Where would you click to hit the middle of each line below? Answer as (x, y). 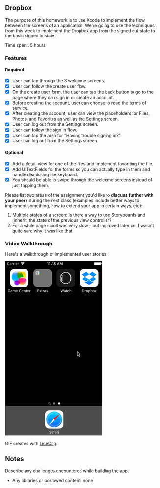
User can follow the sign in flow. (44, 130)
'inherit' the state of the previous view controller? (62, 220)
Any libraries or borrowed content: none (53, 480)
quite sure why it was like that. (43, 231)
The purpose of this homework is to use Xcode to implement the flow (75, 20)
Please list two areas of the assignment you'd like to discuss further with (79, 195)
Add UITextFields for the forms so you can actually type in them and (81, 169)
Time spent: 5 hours (25, 45)
